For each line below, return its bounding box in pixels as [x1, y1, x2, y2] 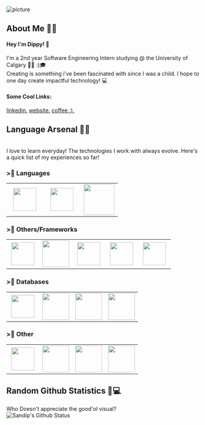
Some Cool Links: [6, 93, 52, 100]
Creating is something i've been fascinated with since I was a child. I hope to [6, 70, 199, 77]
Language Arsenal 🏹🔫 [6, 124, 91, 135]
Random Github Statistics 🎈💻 [6, 386, 121, 396]
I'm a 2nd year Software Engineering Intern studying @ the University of [6, 54, 188, 61]
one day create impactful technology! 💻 [6, 76, 108, 84]
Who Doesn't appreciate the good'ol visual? [6, 405, 117, 412]
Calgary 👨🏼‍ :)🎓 [6, 61, 47, 68]
